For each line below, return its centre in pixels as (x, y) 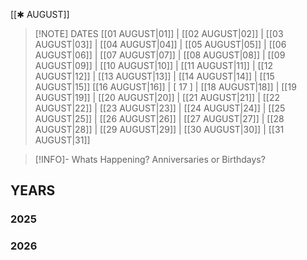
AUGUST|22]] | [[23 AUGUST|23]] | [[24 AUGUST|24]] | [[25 (160, 108)
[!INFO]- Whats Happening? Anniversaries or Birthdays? (150, 159)
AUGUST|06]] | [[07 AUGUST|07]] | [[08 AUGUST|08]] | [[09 (160, 55)
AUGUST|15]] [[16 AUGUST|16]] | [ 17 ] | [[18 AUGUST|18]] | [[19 (165, 87)
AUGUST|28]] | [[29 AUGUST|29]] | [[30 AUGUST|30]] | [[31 (159, 129)
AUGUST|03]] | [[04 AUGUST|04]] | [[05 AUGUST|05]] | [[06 (160, 44)
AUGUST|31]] (62, 140)
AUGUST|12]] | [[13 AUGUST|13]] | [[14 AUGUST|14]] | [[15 (154, 76)
